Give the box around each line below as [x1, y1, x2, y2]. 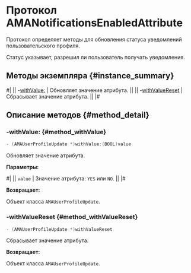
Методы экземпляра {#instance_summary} [6, 71, 174, 81]
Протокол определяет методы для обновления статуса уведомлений [6, 36, 182, 43]
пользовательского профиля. [6, 42, 80, 49]
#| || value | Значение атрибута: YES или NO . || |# [6, 175, 126, 182]
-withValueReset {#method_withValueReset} [6, 213, 138, 221]
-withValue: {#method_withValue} [6, 128, 107, 136]
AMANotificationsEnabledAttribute [6, 16, 183, 30]
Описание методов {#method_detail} [6, 110, 149, 120]
